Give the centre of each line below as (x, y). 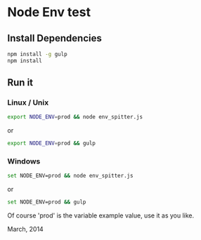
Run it (20, 82)
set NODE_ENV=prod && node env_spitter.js (70, 176)
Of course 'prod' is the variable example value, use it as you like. (101, 215)
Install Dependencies (54, 38)
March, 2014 (25, 229)
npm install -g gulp (38, 54)
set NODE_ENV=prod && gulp (47, 202)
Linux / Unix (28, 102)
